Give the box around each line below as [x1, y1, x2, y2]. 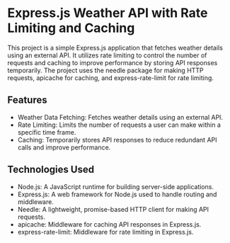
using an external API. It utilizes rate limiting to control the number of [7, 51, 207, 60]
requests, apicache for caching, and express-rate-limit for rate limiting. [7, 73, 214, 82]
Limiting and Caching [7, 20, 135, 36]
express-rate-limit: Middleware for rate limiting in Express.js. [17, 227, 194, 236]
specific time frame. [17, 128, 76, 136]
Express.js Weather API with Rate [7, 5, 208, 21]
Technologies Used [7, 164, 94, 176]
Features [7, 94, 47, 106]
